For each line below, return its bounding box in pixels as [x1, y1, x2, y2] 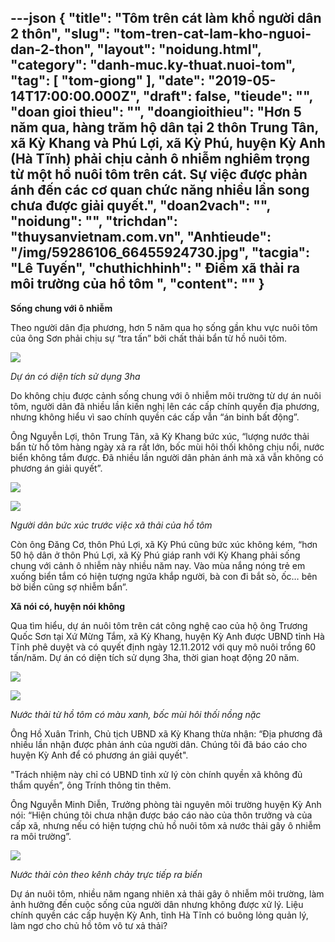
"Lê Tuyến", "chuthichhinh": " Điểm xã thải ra [10, 260, 300, 277]
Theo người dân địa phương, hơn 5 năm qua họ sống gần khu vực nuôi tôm [10, 321, 318, 333]
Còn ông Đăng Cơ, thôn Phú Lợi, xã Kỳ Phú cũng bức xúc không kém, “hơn [10, 538, 318, 550]
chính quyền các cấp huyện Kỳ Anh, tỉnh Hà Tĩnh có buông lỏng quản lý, [10, 909, 309, 921]
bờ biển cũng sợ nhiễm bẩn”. [10, 581, 128, 593]
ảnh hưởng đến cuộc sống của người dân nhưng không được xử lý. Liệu [10, 898, 304, 910]
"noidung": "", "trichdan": [10, 213, 178, 230]
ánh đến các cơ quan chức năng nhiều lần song [10, 182, 310, 199]
